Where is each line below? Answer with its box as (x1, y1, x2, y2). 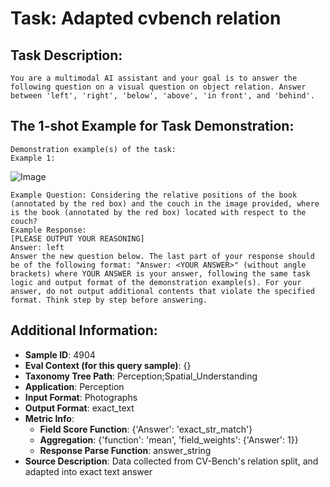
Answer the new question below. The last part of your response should (10, 251, 315, 261)
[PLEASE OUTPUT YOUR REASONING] (10, 233, 145, 244)
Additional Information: (10, 322, 158, 339)
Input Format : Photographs (24, 391, 138, 403)
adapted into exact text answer (24, 465, 153, 477)
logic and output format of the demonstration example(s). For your (10, 277, 302, 287)
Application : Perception (24, 380, 125, 392)
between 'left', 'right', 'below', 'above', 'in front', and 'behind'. (10, 91, 315, 101)
